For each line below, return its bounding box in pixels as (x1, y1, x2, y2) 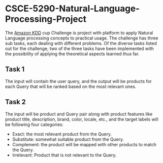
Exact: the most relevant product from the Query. (12, 131, 112, 137)
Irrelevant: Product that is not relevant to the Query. (12, 152, 117, 158)
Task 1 (5, 65, 25, 74)
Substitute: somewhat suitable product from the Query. (12, 136, 124, 142)
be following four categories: (5, 122, 64, 127)
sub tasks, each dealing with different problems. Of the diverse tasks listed (5, 40, 157, 46)
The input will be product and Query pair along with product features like (5, 111, 153, 117)
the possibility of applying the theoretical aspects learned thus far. (5, 50, 139, 57)
